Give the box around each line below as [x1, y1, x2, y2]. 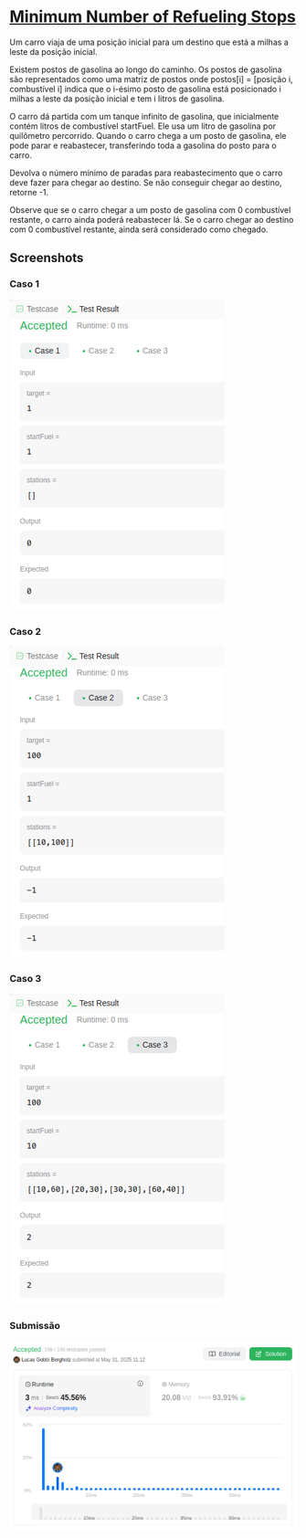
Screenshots [9, 250, 84, 266]
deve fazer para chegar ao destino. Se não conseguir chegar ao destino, [9, 176, 282, 188]
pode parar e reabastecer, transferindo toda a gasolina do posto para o [9, 140, 277, 151]
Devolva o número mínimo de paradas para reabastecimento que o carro [9, 167, 283, 178]
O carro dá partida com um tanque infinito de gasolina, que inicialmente [9, 111, 280, 121]
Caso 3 [9, 972, 42, 985]
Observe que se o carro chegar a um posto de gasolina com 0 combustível [9, 204, 291, 216]
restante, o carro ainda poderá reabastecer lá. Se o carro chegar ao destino [9, 214, 294, 225]
